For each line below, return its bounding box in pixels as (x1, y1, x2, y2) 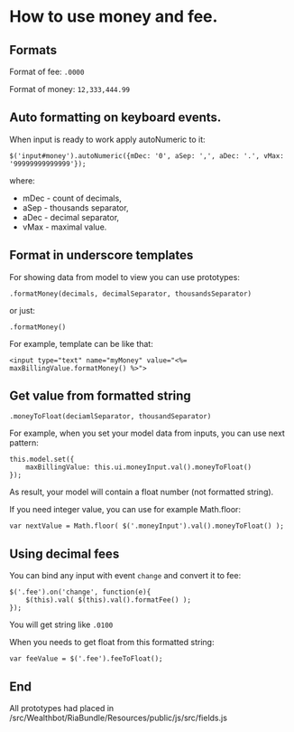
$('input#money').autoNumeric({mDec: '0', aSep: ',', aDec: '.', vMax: (9, 151, 284, 160)
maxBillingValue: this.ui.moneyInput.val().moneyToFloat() (25, 463, 253, 472)
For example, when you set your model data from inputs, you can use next (9, 427, 286, 439)
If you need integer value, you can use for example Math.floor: (9, 504, 242, 515)
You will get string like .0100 (9, 619, 114, 630)
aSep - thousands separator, (22, 202, 129, 213)
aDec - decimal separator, (22, 211, 120, 222)
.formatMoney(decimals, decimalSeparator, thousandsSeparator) (9, 289, 253, 298)
